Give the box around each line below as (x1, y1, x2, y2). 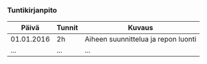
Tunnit (56, 23, 79, 33)
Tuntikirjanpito (7, 5, 58, 15)
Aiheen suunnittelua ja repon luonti (84, 35, 197, 44)
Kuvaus (127, 23, 154, 33)
